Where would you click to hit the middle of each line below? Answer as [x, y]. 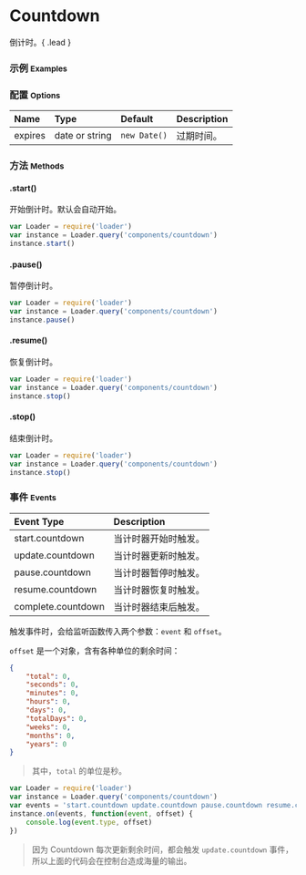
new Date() [144, 136]
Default [137, 119]
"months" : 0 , [51, 736]
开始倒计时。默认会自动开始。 [65, 210]
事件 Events [33, 498]
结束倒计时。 [33, 437]
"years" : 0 [46, 744]
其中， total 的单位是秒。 [79, 771]
